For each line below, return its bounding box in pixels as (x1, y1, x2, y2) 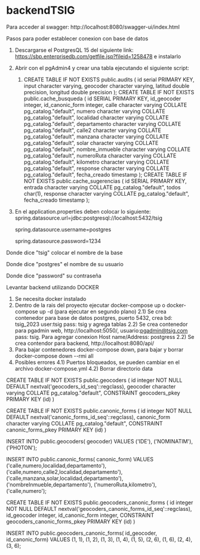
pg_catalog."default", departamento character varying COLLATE (23, 120, 181, 127)
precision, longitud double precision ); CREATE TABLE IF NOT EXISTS (23, 88, 195, 95)
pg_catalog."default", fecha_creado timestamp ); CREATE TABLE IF (23, 171, 187, 178)
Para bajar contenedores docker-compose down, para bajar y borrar (14, 346, 184, 353)
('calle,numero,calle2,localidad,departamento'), (6, 468, 123, 475)
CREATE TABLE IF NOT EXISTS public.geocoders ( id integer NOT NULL (6, 377, 183, 384)
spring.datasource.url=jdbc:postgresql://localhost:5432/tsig (14, 214, 162, 221)
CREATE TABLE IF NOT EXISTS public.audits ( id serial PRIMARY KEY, (23, 76, 195, 83)
